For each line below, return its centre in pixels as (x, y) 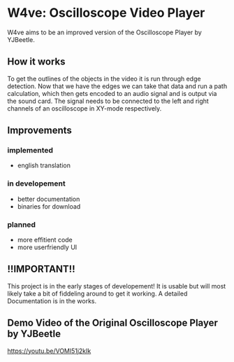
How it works (36, 62)
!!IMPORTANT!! (41, 269)
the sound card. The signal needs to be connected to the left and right (108, 101)
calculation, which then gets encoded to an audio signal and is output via (112, 93)
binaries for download (49, 206)
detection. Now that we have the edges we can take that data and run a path (117, 86)
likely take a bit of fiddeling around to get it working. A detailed (97, 293)
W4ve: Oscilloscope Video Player (106, 13)
